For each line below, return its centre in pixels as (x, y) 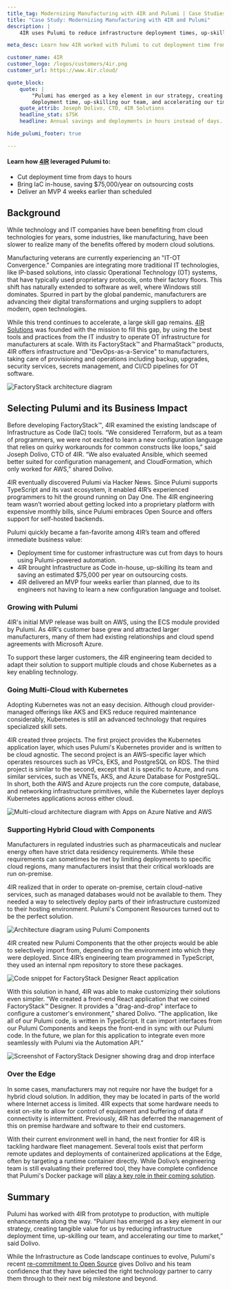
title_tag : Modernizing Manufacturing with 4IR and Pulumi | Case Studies (117, 13)
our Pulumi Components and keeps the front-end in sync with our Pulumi (110, 1028)
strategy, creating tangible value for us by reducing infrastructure (100, 1228)
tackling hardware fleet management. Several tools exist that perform (105, 1146)
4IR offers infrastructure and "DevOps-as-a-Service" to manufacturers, (108, 351)
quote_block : (26, 83)
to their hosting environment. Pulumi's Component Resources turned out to (113, 909)
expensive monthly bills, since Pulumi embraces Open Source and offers (110, 511)
